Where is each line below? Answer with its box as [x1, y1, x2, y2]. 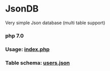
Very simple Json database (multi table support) [5, 20, 105, 26]
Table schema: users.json [5, 59, 70, 66]
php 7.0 [5, 32, 24, 39]
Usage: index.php [5, 46, 50, 53]
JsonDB [5, 3, 39, 15]
